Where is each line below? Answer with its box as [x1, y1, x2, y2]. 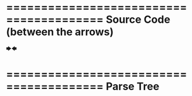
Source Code [105, 13, 171, 26]
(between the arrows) [6, 26, 114, 38]
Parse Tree [105, 80, 160, 93]
